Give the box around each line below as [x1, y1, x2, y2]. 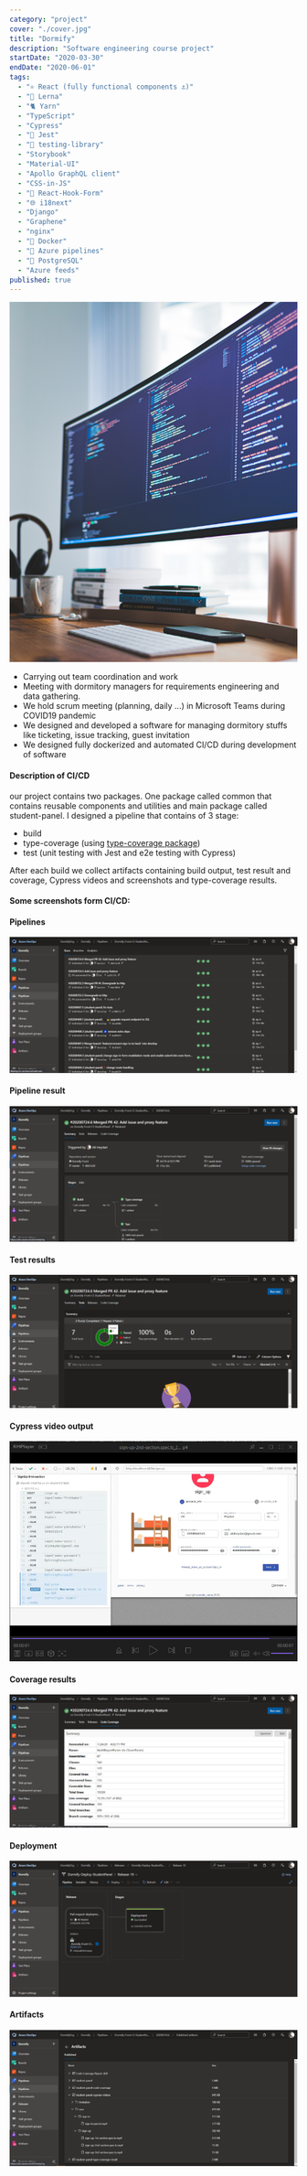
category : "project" [9, 15, 89, 24]
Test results [9, 1254, 56, 1265]
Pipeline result [9, 1085, 66, 1097]
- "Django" [17, 208, 59, 217]
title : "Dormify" [9, 34, 76, 43]
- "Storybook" [17, 150, 71, 159]
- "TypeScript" [17, 111, 76, 121]
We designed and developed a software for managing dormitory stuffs [22, 720, 288, 731]
